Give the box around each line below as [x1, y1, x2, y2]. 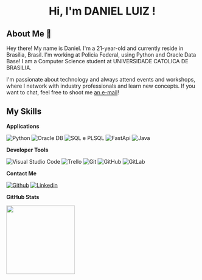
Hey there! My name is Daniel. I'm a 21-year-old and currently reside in [6, 44, 184, 52]
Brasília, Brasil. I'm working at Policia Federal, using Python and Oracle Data [6, 51, 197, 58]
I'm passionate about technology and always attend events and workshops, [6, 76, 196, 83]
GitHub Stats [6, 193, 40, 200]
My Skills [6, 107, 42, 117]
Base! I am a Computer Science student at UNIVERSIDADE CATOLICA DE [6, 58, 189, 65]
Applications [6, 122, 40, 130]
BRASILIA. [6, 64, 32, 71]
